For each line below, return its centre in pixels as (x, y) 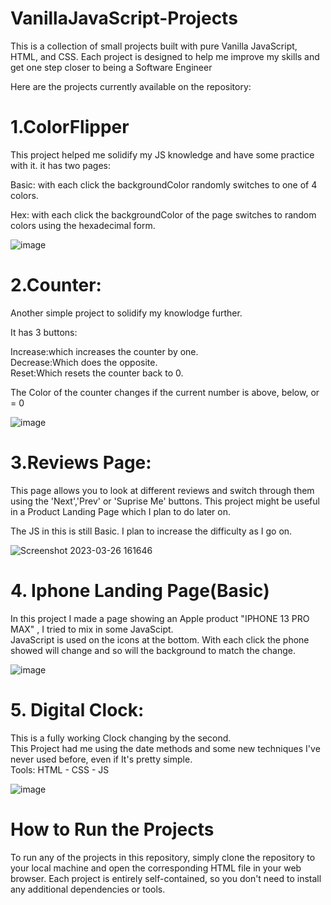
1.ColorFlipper (70, 127)
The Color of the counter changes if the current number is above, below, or (165, 392)
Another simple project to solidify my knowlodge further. (126, 313)
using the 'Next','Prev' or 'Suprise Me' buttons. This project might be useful (165, 501)
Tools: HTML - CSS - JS (60, 769)
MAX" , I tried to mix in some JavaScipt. (92, 629)
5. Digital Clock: (77, 709)
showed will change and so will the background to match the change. (153, 650)
